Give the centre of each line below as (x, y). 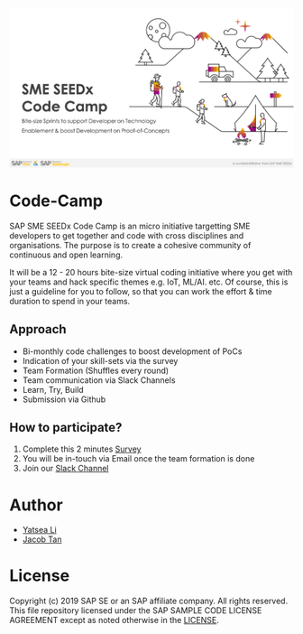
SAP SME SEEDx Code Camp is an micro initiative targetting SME (130, 226)
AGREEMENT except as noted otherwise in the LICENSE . (114, 620)
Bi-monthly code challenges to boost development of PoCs (132, 351)
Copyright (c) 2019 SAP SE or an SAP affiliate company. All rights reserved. (149, 601)
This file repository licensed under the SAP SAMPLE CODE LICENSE (136, 611)
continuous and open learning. (66, 255)
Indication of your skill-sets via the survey (100, 360)
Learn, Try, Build (53, 389)
